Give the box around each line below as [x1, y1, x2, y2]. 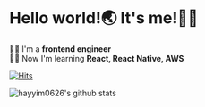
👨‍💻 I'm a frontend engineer [9, 43, 112, 54]
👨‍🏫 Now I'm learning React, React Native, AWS [9, 53, 184, 63]
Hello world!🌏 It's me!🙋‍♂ [9, 8, 199, 29]
